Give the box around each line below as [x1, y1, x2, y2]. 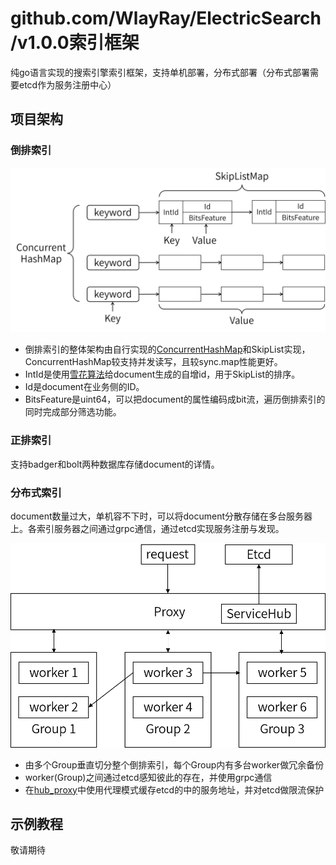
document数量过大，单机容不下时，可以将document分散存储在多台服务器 [10, 510, 313, 522]
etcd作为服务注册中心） [18, 78, 117, 91]
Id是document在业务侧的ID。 [24, 381, 145, 393]
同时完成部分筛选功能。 [24, 406, 122, 418]
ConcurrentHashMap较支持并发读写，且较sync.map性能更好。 [24, 356, 283, 368]
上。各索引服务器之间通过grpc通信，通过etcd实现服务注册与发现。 [10, 523, 285, 535]
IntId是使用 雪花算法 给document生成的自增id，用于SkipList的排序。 [24, 368, 301, 381]
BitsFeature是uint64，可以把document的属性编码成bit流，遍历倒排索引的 [24, 393, 326, 406]
